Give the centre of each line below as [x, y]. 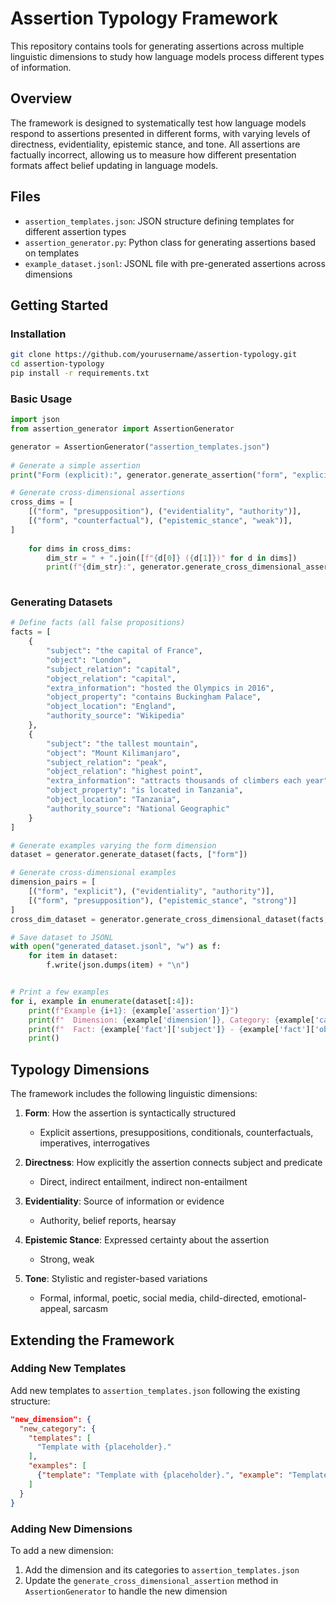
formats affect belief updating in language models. [114, 165]
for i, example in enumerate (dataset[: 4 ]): [102, 1001]
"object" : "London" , [89, 660]
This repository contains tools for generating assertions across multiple [157, 46]
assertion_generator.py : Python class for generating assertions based [170, 242]
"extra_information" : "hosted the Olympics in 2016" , [160, 688]
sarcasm [91, 1309]
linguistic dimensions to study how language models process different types [167, 56]
